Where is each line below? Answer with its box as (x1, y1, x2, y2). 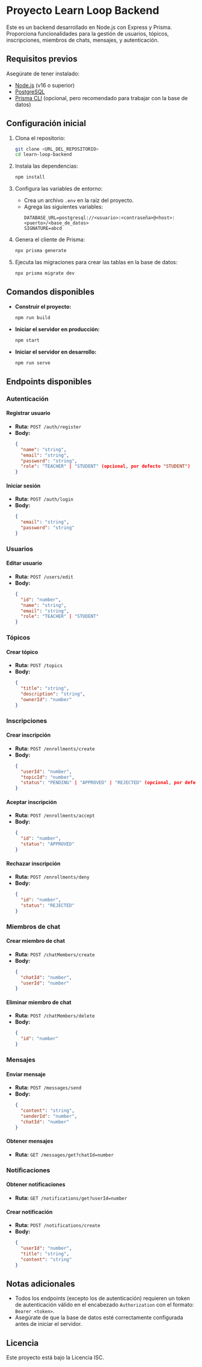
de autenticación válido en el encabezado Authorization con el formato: (14, 1301, 194, 1308)
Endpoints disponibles (6, 376, 92, 387)
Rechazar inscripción (6, 860, 61, 867)
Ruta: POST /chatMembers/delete (14, 1012, 95, 1020)
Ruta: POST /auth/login (14, 495, 74, 503)
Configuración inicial (6, 118, 86, 128)
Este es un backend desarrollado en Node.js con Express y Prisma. (6, 24, 173, 31)
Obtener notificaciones (6, 1181, 66, 1188)
